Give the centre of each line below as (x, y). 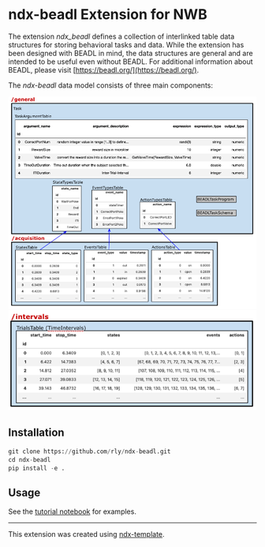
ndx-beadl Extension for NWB (108, 15)
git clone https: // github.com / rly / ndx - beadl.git (90, 451)
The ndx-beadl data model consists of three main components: (110, 85)
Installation (36, 432)
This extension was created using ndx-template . (86, 534)
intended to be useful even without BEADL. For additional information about (131, 62)
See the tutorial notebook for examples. (72, 511)
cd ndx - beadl (30, 459)
